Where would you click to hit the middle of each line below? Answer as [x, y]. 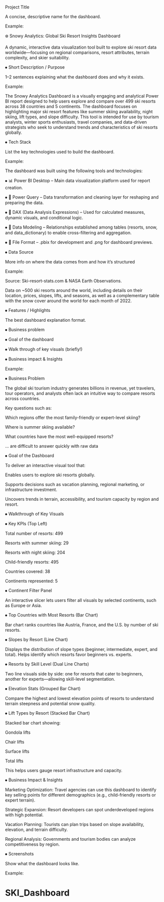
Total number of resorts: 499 [34, 533]
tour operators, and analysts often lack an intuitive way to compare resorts [80, 393]
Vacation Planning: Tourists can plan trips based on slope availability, [75, 824]
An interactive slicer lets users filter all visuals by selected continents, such [81, 600]
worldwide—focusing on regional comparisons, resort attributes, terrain [77, 52]
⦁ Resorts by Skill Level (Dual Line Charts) [47, 664]
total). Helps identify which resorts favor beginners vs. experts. [69, 655]
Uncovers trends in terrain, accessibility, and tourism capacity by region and [82, 499]
